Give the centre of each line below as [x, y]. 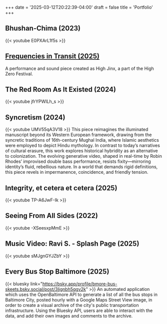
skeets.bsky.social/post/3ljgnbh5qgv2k [46, 289]
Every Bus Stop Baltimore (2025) [57, 272]
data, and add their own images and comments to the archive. [69, 315]
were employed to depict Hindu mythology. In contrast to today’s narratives [82, 146]
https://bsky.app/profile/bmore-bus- [80, 284]
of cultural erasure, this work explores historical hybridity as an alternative [82, 151]
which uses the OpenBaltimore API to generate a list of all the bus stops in [81, 294]
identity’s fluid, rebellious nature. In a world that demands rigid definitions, [81, 167]
